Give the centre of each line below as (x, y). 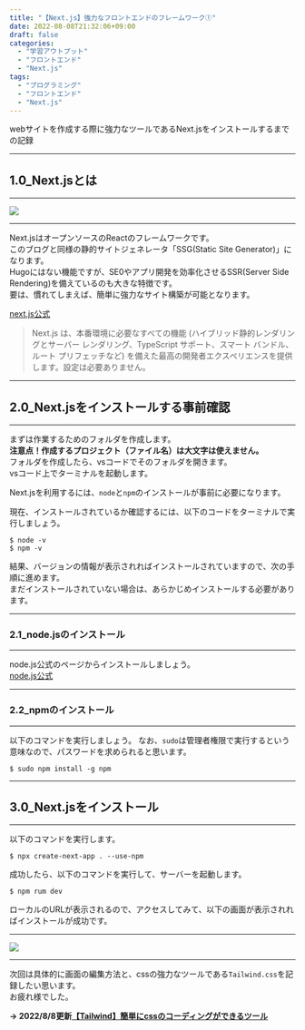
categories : (32, 43)
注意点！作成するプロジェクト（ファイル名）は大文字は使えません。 (137, 451)
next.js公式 (30, 314)
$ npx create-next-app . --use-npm (77, 857)
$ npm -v (26, 548)
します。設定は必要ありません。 (91, 368)
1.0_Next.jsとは (54, 180)
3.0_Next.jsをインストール (84, 807)
